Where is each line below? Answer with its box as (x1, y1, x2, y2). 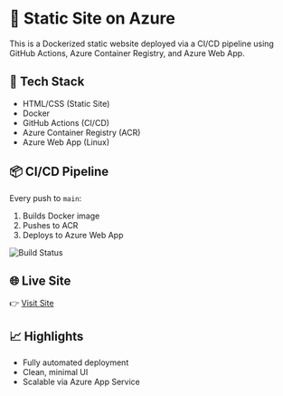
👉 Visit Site (9, 298, 54, 309)
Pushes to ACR (22, 219, 79, 230)
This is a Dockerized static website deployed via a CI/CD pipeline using (9, 38, 274, 49)
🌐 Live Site (9, 273, 71, 288)
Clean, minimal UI (22, 367, 89, 378)
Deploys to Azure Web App (22, 229, 124, 240)
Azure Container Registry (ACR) (22, 127, 141, 138)
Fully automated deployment (22, 357, 129, 368)
